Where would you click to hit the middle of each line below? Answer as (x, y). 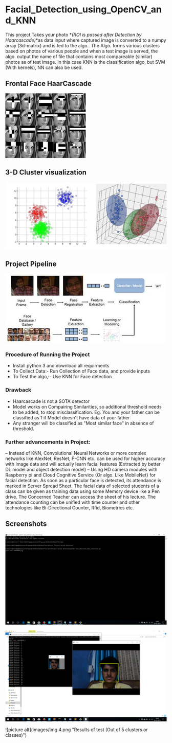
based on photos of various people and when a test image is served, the (82, 51)
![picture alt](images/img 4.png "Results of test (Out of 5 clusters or (77, 730)
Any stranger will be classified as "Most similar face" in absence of (83, 423)
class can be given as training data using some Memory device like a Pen (83, 491)
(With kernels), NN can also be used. (44, 67)
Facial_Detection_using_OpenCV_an (84, 10)
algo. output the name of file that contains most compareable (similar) (79, 56)
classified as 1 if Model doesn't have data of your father (71, 417)
